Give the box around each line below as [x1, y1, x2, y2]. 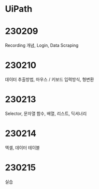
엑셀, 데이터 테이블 [5, 145, 40, 151]
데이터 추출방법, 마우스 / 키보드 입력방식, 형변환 [5, 76, 94, 82]
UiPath [5, 3, 32, 15]
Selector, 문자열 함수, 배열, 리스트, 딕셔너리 [5, 111, 87, 116]
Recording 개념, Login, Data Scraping [5, 42, 79, 48]
